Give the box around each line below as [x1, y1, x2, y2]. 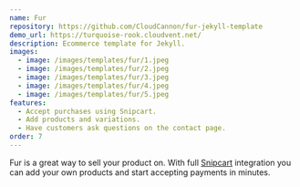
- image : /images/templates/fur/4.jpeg [17, 81, 170, 90]
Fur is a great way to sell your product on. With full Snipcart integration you [9, 157, 292, 168]
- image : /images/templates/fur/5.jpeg [17, 89, 170, 99]
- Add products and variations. [17, 115, 141, 124]
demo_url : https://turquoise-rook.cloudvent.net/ [9, 30, 202, 39]
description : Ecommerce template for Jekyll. [9, 38, 185, 48]
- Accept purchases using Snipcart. [17, 107, 157, 116]
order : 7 [9, 132, 43, 141]
